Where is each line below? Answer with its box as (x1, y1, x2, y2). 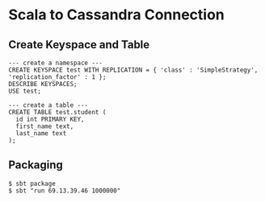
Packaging (8, 159, 63, 172)
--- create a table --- (8, 101, 89, 109)
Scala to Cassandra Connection (8, 6, 225, 24)
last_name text (15, 130, 67, 138)
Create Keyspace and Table (8, 38, 150, 52)
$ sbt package (8, 179, 57, 188)
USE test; (8, 87, 42, 95)
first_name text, (15, 122, 74, 130)
